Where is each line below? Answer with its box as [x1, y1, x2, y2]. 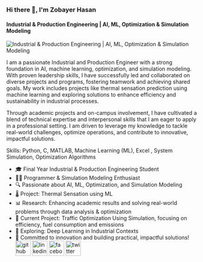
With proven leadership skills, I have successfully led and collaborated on [6, 72, 190, 79]
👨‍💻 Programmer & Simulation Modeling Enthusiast [15, 174, 140, 182]
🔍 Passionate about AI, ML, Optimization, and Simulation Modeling [15, 181, 182, 188]
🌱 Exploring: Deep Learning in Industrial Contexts [15, 227, 139, 235]
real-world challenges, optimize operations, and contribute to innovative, [6, 129, 188, 136]
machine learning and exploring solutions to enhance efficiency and [6, 91, 176, 98]
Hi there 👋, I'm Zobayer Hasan [6, 5, 96, 14]
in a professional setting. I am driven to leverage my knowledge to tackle [6, 122, 188, 129]
